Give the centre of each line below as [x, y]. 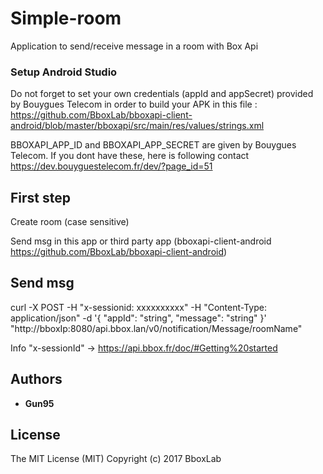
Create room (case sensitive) [70, 222]
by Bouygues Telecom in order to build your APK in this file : [134, 104]
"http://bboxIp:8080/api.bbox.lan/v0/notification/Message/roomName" [156, 328]
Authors [36, 379]
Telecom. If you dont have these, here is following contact [130, 156]
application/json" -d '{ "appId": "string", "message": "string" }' [138, 318]
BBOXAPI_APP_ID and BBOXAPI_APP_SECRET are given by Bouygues [153, 145]
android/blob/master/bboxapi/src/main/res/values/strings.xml [137, 126]
